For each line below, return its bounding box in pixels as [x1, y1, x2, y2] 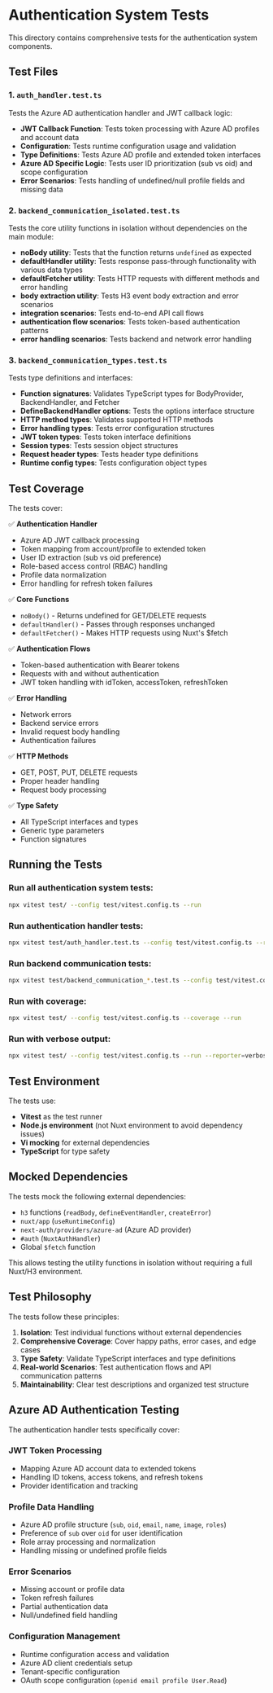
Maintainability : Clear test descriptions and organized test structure [19, 1379, 249, 1389]
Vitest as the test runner [19, 1112, 103, 1122]
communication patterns [19, 1370, 103, 1380]
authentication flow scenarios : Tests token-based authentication [19, 316, 240, 327]
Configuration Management [8, 1631, 120, 1642]
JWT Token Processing [8, 1445, 102, 1456]
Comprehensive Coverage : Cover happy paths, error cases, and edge [19, 1336, 257, 1346]
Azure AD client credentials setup [19, 1658, 132, 1668]
